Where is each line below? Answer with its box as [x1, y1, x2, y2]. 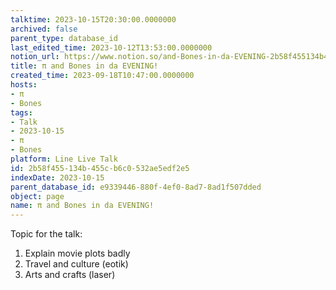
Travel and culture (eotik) [24, 258, 129, 270]
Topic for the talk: [10, 228, 83, 240]
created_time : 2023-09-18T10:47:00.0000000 [10, 71, 195, 81]
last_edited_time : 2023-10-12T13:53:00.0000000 [10, 42, 213, 53]
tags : [10, 107, 33, 118]
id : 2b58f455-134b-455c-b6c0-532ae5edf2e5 [10, 163, 190, 173]
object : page [10, 191, 65, 201]
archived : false [10, 24, 78, 34]
